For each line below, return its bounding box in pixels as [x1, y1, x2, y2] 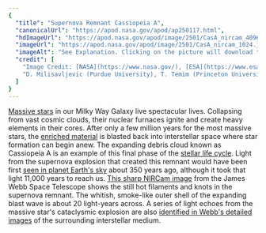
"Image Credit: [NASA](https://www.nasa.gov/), [22, 63, 182, 71]
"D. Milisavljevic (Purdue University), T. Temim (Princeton [22, 70, 228, 78]
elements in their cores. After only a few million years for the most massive [8, 123, 252, 133]
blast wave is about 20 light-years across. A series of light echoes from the [8, 199, 253, 209]
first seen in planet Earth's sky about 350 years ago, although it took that [8, 165, 246, 175]
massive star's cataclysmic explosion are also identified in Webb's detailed [8, 207, 253, 217]
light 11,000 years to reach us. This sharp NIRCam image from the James [8, 174, 245, 183]
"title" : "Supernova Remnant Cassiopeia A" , [15, 19, 165, 27]
